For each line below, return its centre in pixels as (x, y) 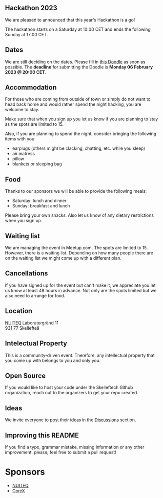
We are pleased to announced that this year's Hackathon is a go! (70, 20)
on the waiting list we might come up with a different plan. (63, 258)
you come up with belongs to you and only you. (53, 360)
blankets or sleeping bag (37, 164)
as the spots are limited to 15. (34, 124)
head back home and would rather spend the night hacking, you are (73, 104)
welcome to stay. (22, 110)
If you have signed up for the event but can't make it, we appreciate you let (81, 285)
